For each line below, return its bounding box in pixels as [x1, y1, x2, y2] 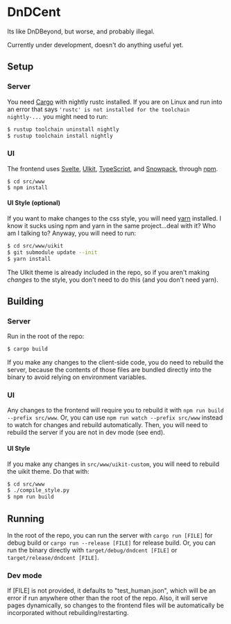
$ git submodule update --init [7, 248, 98, 256]
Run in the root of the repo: [7, 332, 85, 341]
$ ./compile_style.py [7, 487, 70, 494]
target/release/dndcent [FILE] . [7, 554, 99, 561]
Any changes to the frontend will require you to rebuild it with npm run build [7, 406, 224, 415]
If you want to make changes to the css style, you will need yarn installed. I [7, 214, 222, 223]
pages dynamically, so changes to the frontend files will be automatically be [7, 601, 224, 609]
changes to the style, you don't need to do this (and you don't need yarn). [7, 275, 219, 284]
